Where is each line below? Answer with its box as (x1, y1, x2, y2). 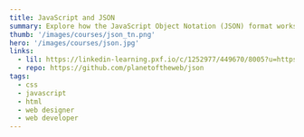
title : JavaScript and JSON (9, 13, 116, 23)
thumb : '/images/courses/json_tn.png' (9, 30, 156, 39)
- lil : (17, 55, 43, 64)
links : (9, 47, 34, 56)
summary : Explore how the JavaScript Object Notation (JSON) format (9, 22, 273, 31)
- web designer (17, 105, 75, 114)
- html (17, 96, 43, 106)
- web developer (17, 114, 79, 123)
